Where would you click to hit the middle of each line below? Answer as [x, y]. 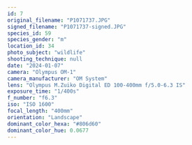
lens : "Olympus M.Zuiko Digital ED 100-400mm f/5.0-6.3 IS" [97, 85]
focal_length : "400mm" [40, 111]
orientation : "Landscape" [45, 117]
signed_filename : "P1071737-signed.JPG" [67, 26]
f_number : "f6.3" [32, 98]
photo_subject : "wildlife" [46, 53]
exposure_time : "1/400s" [43, 91]
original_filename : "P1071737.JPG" [59, 20]
